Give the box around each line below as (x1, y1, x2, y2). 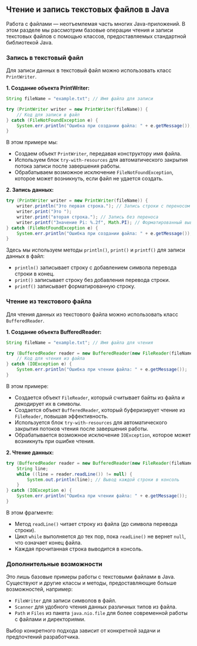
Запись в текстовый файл (6, 53, 84, 62)
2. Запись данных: (6, 186, 54, 193)
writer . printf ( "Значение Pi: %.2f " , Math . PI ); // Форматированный (16, 219, 182, 225)
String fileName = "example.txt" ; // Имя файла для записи (6, 96, 154, 102)
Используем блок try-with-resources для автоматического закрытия (14, 157, 188, 164)
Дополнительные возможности (6, 560, 103, 568)
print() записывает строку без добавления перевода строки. (14, 277, 170, 284)
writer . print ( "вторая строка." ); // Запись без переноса (16, 214, 159, 220)
